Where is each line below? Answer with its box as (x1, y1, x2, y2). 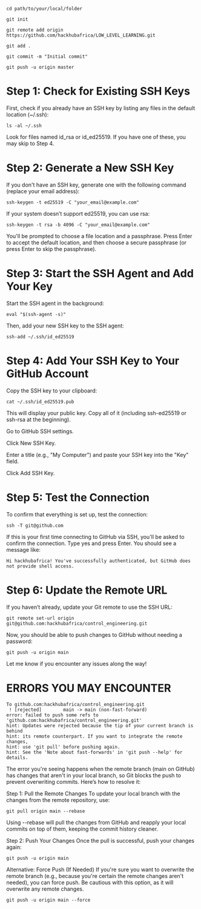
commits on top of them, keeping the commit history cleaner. (6, 825, 159, 832)
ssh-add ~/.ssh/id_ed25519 (6, 334, 74, 340)
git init (6, 16, 28, 22)
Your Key (6, 280, 53, 293)
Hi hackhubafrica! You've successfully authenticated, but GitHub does (6, 558, 191, 564)
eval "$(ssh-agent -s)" (6, 311, 67, 317)
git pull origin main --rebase (6, 808, 85, 814)
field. (6, 458, 19, 465)
